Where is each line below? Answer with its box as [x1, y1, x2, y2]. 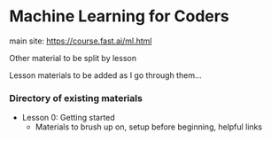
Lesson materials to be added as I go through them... [9, 69, 202, 81]
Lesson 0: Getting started [21, 113, 115, 123]
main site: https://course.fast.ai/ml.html [9, 35, 152, 46]
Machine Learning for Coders [9, 6, 230, 27]
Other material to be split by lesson [9, 52, 137, 63]
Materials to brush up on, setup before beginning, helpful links [35, 121, 263, 132]
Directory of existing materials [9, 91, 143, 104]
